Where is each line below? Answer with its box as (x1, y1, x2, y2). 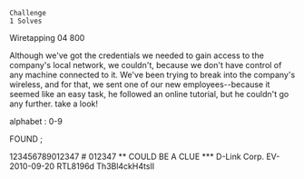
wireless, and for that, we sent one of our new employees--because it (9, 79, 270, 90)
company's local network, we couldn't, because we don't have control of (9, 60, 282, 70)
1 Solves (9, 16, 43, 25)
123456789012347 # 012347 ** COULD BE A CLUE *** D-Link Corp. (9, 151, 265, 162)
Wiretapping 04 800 (9, 33, 85, 43)
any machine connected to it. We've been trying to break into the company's (9, 69, 296, 80)
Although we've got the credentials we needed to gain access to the (9, 50, 265, 61)
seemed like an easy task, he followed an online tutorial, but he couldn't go (9, 89, 289, 99)
